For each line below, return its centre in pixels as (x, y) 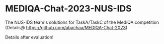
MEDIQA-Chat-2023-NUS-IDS (68, 9)
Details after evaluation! (29, 37)
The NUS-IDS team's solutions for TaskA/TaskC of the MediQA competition (82, 22)
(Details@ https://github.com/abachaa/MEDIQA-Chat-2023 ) (66, 27)
